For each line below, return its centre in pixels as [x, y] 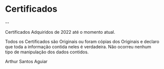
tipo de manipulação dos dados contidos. [47, 52]
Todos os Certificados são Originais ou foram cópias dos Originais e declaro [82, 41]
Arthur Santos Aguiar [26, 61]
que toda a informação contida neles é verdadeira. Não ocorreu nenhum [78, 46]
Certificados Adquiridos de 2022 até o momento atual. [60, 32]
